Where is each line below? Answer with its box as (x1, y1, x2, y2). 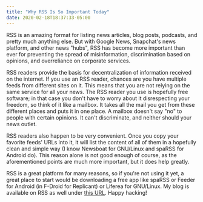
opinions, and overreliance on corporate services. (6, 57, 131, 64)
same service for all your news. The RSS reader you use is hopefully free (6, 88, 188, 95)
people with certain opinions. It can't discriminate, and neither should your (6, 113, 192, 121)
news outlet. (6, 120, 38, 127)
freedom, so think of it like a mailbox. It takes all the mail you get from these (6, 101, 195, 108)
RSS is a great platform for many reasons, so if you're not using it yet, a (6, 169, 184, 177)
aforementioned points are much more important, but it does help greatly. (6, 158, 190, 165)
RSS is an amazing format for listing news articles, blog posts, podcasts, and (6, 31, 198, 38)
